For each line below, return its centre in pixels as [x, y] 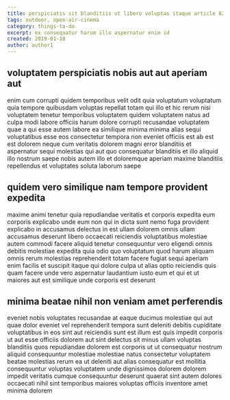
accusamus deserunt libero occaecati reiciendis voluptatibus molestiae [107, 236]
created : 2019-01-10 [37, 39]
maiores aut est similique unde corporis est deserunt [81, 280]
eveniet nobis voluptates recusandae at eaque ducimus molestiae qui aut [110, 318]
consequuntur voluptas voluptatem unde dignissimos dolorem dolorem [107, 369]
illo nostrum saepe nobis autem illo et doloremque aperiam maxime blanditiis [115, 158]
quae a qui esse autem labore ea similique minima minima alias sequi [104, 129]
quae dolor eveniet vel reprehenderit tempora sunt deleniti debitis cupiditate [114, 325]
